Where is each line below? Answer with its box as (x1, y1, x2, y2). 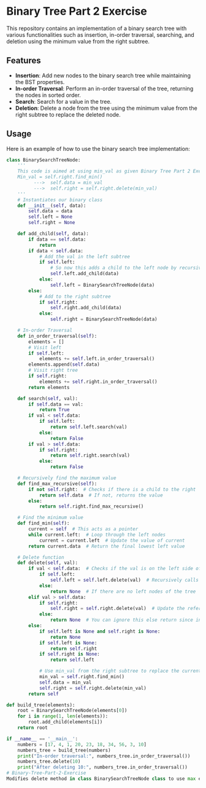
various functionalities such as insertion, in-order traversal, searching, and (6, 31, 194, 38)
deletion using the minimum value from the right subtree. (6, 37, 150, 45)
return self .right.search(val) (50, 452, 131, 458)
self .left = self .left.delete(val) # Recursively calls (50, 577, 199, 584)
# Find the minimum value (17, 514, 84, 521)
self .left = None (28, 214, 72, 220)
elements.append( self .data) (28, 361, 100, 368)
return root (17, 725, 48, 731)
